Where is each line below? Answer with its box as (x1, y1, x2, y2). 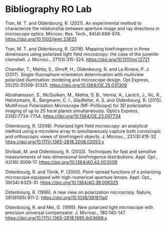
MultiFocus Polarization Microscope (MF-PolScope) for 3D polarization (5, 102, 152, 108)
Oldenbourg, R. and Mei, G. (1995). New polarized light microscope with (5, 204, 154, 210)
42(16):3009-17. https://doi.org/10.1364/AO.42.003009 (5, 159, 118, 165)
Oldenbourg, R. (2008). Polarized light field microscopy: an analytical (5, 123, 148, 129)
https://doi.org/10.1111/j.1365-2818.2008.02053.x (5, 139, 104, 145)
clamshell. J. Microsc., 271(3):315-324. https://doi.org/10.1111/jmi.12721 (5, 56, 149, 62)
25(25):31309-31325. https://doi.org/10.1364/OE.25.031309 (5, 82, 127, 88)
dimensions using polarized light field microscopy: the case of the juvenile (5, 51, 158, 57)
